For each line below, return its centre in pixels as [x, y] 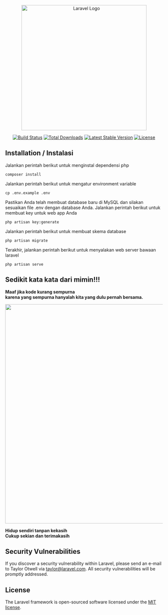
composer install [23, 174]
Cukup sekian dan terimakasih [37, 536]
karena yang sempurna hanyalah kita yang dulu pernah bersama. [74, 297]
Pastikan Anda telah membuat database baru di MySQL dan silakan [74, 202]
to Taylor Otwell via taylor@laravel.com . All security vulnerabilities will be [80, 569]
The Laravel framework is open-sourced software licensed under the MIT [81, 602]
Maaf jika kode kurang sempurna [40, 292]
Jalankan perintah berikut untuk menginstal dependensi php [67, 165]
